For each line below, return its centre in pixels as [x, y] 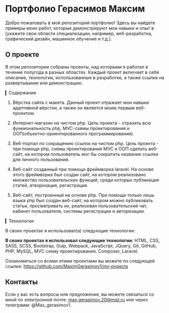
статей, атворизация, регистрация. [50, 185]
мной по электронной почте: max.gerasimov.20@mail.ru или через [76, 299]
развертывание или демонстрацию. [44, 83]
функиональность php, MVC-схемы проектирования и [71, 128]
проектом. [24, 113]
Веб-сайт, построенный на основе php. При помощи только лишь [83, 195]
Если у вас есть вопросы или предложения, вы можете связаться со [80, 294]
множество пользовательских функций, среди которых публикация [86, 180]
